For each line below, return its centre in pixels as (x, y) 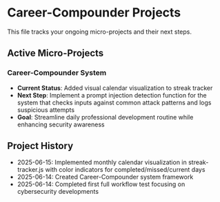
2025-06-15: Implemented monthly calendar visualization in (102, 162)
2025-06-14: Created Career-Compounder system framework (105, 177)
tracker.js (30, 170)
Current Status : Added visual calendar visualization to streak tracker (115, 88)
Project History (40, 146)
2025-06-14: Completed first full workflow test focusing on (101, 184)
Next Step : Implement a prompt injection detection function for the (112, 95)
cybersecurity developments (58, 192)
